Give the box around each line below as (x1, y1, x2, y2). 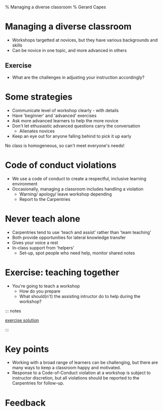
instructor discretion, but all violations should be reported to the (12, 375, 140, 381)
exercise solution (5, 317, 39, 323)
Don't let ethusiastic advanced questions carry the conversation (12, 123, 141, 129)
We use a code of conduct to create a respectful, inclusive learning (12, 176, 147, 181)
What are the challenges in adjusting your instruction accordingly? (12, 74, 145, 80)
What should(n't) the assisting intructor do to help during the (19, 293, 141, 299)
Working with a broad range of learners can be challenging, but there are (12, 360, 158, 365)
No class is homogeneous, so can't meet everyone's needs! (5, 143, 125, 148)
